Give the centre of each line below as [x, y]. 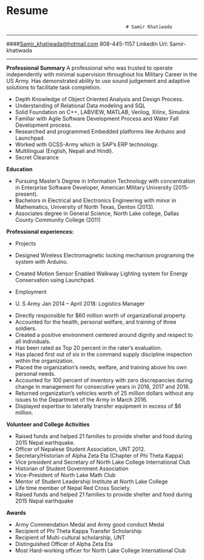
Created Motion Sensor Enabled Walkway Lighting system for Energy [101, 273]
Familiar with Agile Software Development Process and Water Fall [97, 118]
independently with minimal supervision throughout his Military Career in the [102, 74]
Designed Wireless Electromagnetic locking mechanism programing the [104, 255]
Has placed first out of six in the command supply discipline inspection [104, 354]
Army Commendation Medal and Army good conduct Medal [90, 524]
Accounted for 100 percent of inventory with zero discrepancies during [104, 380]
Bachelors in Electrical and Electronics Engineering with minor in [96, 200]
